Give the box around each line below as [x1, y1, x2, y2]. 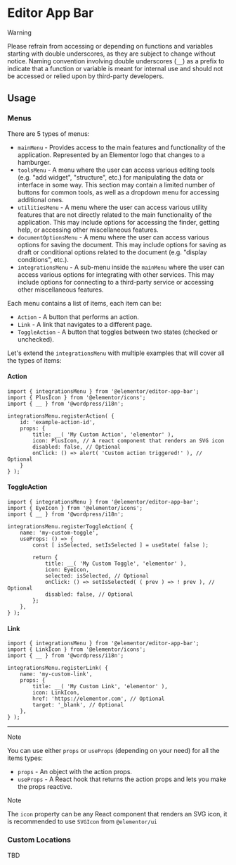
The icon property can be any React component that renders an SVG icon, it [7, 810, 228, 819]
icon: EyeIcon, [44, 566, 90, 573]
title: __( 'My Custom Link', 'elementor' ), [32, 683, 169, 690]
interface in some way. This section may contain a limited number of [17, 180, 216, 189]
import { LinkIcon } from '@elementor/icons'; [7, 646, 146, 653]
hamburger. [17, 158, 51, 166]
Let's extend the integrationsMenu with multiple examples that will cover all [7, 349, 225, 357]
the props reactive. [17, 783, 72, 791]
